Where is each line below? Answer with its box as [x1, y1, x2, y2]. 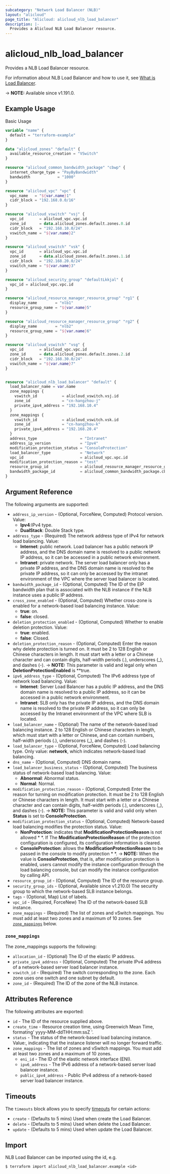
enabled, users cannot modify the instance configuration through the [20, 861, 164, 867]
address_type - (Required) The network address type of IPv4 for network [12, 532, 164, 539]
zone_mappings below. [12, 920, 57, 927]
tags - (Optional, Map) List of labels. [12, 894, 88, 900]
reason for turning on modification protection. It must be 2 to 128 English [12, 791, 164, 797]
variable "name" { [5, 128, 44, 133]
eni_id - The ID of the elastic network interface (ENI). [20, 1056, 132, 1062]
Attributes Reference [5, 995, 73, 1004]
